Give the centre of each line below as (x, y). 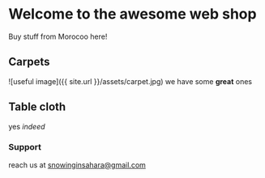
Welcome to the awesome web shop (132, 14)
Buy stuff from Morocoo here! (58, 36)
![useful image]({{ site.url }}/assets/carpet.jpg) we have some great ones (130, 81)
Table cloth (37, 107)
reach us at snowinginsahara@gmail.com (77, 165)
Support (25, 147)
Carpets (29, 62)
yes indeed (27, 126)
